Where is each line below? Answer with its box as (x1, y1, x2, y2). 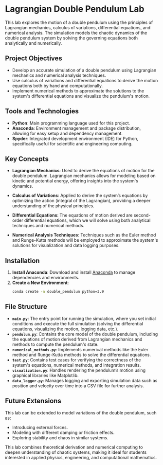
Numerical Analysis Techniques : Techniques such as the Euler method (12, 232, 156, 238)
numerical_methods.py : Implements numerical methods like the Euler (12, 346, 148, 352)
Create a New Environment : (12, 280, 69, 286)
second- (133, 213, 151, 218)
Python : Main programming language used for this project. (12, 120, 130, 126)
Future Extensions (5, 397, 62, 405)
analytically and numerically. (5, 40, 62, 46)
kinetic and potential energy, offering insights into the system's (12, 178, 139, 184)
